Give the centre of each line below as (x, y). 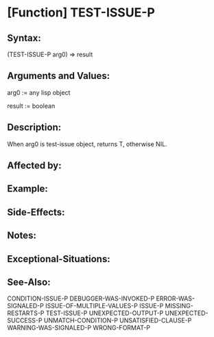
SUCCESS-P (25, 321)
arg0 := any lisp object (39, 92)
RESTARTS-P (26, 313)
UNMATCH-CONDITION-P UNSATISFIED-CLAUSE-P (118, 321)
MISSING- (179, 306)
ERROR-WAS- (176, 299)
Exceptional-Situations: (59, 259)
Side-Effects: (36, 212)
